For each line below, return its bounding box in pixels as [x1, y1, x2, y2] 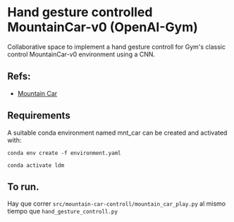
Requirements [7, 110, 70, 122]
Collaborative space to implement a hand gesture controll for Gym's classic [7, 42, 226, 51]
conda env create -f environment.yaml [7, 149, 121, 156]
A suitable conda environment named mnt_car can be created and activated [7, 128, 228, 137]
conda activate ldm [7, 161, 65, 169]
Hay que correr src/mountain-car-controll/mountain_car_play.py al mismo [7, 199, 226, 208]
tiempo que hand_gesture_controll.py [7, 207, 118, 216]
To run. [7, 180, 39, 192]
